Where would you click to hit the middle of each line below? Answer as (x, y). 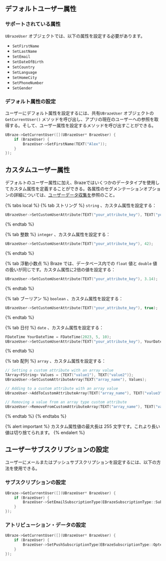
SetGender (22, 88)
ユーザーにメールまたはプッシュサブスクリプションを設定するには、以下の (81, 462)
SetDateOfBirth (28, 62)
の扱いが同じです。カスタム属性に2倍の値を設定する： (61, 269)
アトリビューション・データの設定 (46, 525)
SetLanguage (24, 72)
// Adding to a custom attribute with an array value (62, 389)
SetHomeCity (24, 78)
